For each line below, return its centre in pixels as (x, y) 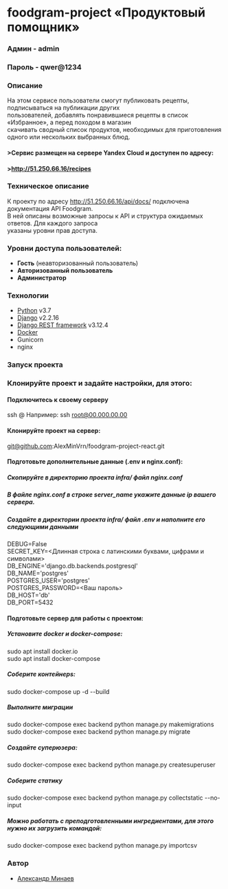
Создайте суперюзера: (42, 747)
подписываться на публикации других (64, 108)
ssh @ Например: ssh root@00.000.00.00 (67, 415)
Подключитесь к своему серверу (58, 399)
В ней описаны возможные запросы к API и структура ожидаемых (105, 216)
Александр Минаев (45, 878)
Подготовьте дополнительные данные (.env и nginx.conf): (95, 462)
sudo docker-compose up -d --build (58, 691)
